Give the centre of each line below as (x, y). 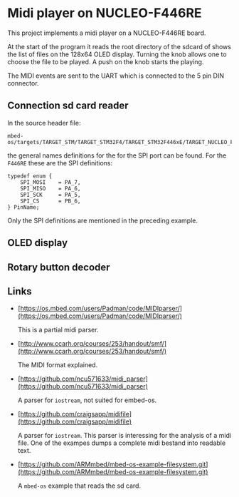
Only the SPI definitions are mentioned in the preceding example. (102, 220)
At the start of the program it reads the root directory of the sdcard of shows (119, 46)
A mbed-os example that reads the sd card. (79, 486)
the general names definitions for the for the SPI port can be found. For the (117, 155)
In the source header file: (44, 123)
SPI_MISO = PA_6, (51, 188)
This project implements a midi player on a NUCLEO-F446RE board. (107, 33)
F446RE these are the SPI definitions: (60, 163)
